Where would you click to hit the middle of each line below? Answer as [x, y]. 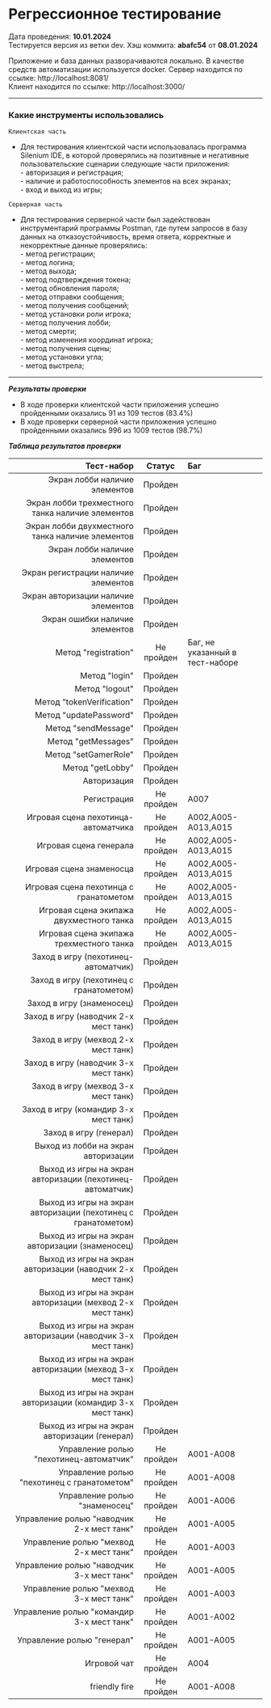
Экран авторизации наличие [78, 596]
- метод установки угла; [62, 357]
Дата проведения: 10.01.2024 [60, 36]
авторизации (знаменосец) [81, 1246]
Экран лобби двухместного [80, 526]
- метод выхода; [48, 271]
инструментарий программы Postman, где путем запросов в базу [133, 228]
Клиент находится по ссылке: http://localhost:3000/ [97, 87]
